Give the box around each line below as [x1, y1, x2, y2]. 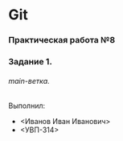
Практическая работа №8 [8, 35, 116, 46]
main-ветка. [8, 76, 50, 85]
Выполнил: [8, 101, 46, 110]
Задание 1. [8, 56, 52, 68]
